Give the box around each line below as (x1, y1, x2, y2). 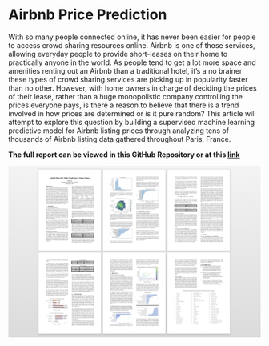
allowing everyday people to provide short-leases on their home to (8, 49, 228, 58)
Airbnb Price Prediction (8, 6, 167, 24)
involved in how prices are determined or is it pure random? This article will (8, 108, 256, 118)
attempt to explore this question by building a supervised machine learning (8, 117, 255, 127)
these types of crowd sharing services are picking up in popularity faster (8, 74, 248, 84)
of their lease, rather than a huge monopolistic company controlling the (8, 91, 243, 101)
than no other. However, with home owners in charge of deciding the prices (8, 82, 258, 93)
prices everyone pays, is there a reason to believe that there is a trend (8, 100, 239, 110)
